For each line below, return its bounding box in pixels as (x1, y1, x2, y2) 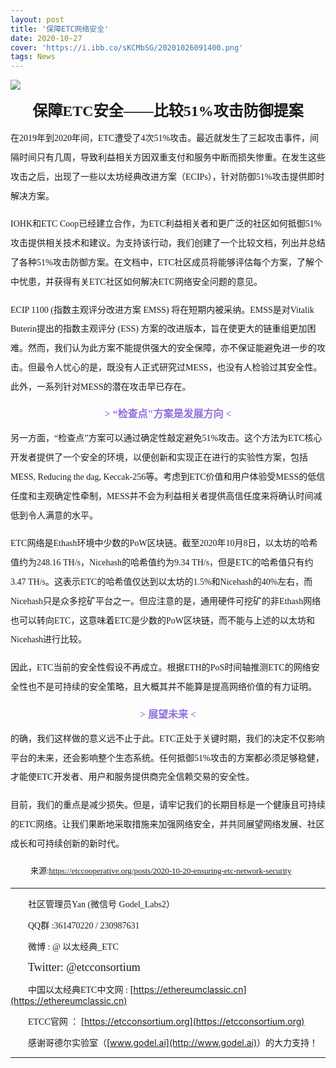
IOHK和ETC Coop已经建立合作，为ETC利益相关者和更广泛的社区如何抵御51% (10, 219, 322, 230)
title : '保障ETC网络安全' (10, 24, 110, 34)
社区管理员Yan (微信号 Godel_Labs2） (28, 899, 176, 910)
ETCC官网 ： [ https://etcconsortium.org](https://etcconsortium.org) (28, 1015, 305, 1027)
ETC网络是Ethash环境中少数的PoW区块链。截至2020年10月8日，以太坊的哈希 (10, 538, 318, 549)
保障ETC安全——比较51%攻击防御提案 (32, 102, 304, 120)
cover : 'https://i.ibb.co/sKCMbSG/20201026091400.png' (10, 42, 244, 53)
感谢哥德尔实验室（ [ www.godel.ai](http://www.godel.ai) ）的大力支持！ (28, 1036, 319, 1048)
